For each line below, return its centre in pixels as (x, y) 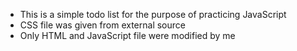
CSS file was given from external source (102, 25)
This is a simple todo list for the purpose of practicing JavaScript (153, 14)
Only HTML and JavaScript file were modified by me (127, 35)
